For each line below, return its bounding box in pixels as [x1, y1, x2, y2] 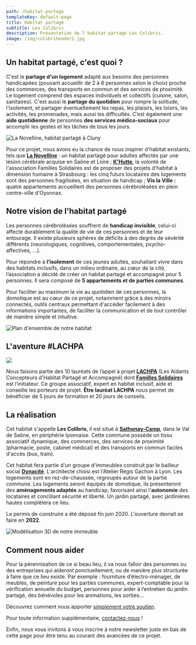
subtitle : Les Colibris [6, 25, 64, 31]
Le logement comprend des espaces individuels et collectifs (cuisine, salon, [6, 91, 189, 99]
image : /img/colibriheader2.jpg [6, 36, 85, 42]
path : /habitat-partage [6, 8, 64, 15]
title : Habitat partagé [6, 19, 64, 25]
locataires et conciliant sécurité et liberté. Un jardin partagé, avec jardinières [6, 493, 190, 500]
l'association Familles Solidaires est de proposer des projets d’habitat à [6, 164, 177, 171]
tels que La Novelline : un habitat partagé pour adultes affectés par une [6, 152, 178, 159]
